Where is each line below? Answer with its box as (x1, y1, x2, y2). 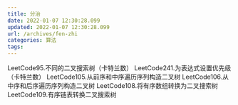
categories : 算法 (7, 37, 57, 44)
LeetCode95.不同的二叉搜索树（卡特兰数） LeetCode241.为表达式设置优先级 (7, 64, 232, 72)
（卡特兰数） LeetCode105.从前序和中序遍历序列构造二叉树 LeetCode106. (7, 72, 223, 81)
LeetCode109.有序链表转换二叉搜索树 (7, 90, 117, 99)
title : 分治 (7, 10, 41, 18)
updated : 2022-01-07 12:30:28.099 (7, 23, 110, 31)
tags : (7, 43, 24, 50)
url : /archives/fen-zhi (7, 30, 78, 38)
